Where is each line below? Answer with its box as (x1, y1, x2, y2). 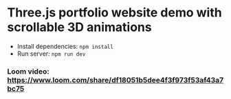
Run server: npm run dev (16, 49, 86, 58)
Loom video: (7, 67, 49, 76)
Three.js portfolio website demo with (7, 5, 222, 21)
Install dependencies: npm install (16, 42, 113, 50)
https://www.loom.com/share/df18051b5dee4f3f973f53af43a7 (7, 75, 224, 85)
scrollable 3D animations (7, 19, 153, 35)
